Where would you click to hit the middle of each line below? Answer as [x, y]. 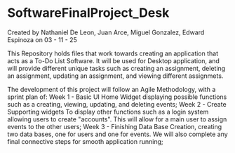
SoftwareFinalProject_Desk [88, 13]
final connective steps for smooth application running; [85, 141]
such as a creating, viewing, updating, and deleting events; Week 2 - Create [117, 104]
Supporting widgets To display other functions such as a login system [108, 112]
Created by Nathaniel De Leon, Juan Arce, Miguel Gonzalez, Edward [106, 32]
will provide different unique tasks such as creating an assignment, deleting [116, 68]
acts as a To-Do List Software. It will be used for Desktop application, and [113, 60]
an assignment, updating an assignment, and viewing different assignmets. [115, 76]
